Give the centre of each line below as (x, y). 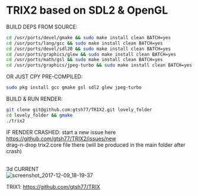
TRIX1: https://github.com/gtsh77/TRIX (53, 186)
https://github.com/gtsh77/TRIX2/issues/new (61, 138)
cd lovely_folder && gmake (39, 115)
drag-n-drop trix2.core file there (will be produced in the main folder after (96, 145)
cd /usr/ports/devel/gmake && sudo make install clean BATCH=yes (88, 37)
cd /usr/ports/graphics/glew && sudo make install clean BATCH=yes (91, 54)
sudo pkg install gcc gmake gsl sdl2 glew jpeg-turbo (74, 88)
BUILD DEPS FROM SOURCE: (42, 27)
